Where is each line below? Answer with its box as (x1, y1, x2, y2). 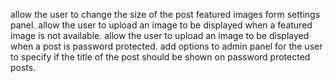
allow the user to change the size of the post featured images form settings (10, 9, 321, 20)
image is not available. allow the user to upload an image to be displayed (10, 30, 310, 41)
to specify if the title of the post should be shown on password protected (10, 51, 311, 63)
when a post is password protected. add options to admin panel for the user (10, 40, 323, 52)
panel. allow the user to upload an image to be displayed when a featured (10, 19, 313, 31)
